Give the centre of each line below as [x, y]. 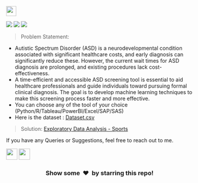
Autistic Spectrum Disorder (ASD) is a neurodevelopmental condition [98, 48]
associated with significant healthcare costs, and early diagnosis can [99, 54]
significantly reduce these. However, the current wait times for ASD [97, 61]
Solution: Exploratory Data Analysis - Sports [74, 129]
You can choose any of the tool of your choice [71, 105]
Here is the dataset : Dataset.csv [55, 117]
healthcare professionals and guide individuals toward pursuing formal [101, 86]
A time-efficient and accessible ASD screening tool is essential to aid [99, 80]
